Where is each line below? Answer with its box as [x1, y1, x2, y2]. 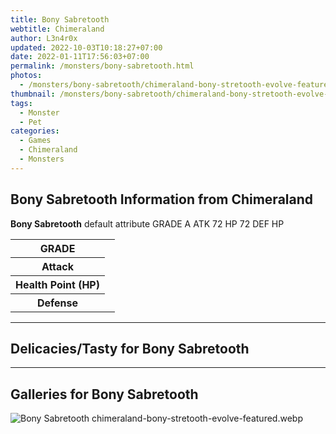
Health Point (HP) [15, 277, 100, 291]
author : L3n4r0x [10, 33, 78, 43]
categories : [10, 126, 60, 136]
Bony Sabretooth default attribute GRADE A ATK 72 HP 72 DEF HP [10, 217, 285, 230]
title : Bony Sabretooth [10, 14, 110, 25]
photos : [10, 71, 43, 81]
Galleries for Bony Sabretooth [10, 386, 199, 403]
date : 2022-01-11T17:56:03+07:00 [10, 52, 150, 62]
